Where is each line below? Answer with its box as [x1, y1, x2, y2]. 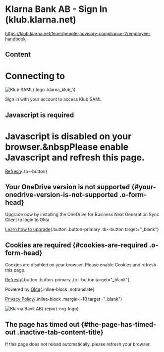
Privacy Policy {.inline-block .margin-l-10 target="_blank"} [5, 296, 122, 302]
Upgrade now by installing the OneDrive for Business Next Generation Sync [5, 212, 160, 218]
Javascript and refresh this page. [5, 152, 145, 163]
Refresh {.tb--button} [5, 168, 48, 174]
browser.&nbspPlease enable [5, 141, 129, 152]
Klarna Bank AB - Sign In [5, 3, 108, 15]
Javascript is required [5, 111, 74, 119]
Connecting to [5, 70, 65, 82]
